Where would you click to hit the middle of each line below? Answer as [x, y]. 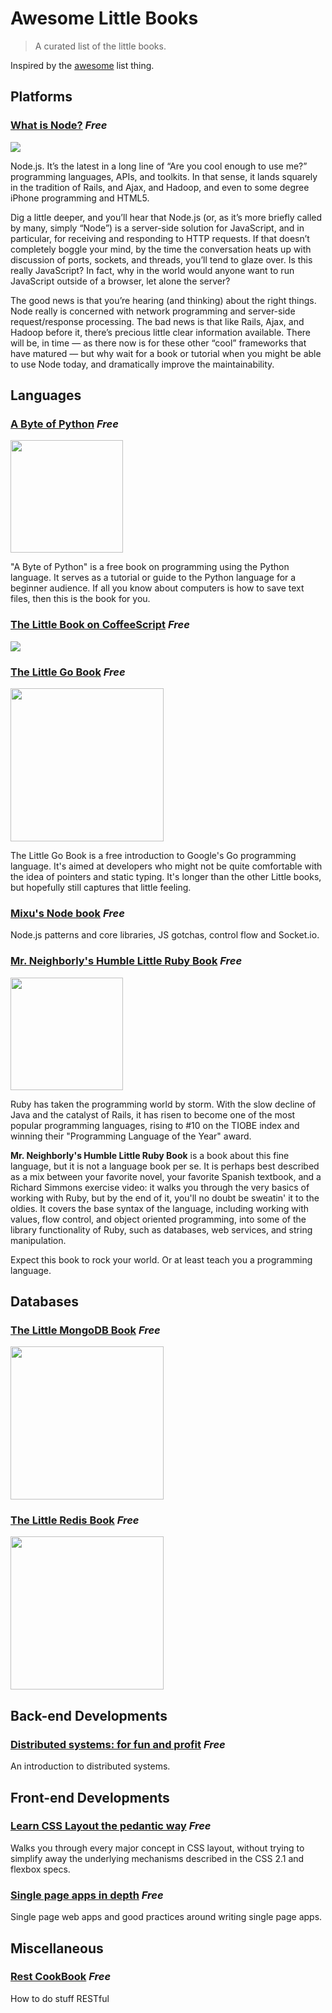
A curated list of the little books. [100, 46]
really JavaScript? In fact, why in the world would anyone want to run [152, 270]
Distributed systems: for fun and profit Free [118, 1744]
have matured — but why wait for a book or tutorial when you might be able [166, 353]
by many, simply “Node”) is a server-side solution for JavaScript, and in [157, 228]
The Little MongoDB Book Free [85, 1330]
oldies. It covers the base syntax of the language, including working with [160, 1208]
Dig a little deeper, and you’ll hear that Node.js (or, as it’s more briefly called [166, 217]
